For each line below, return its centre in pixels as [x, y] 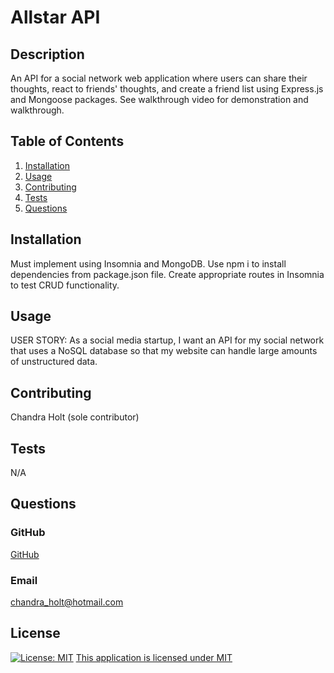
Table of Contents [67, 141]
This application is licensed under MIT [154, 657]
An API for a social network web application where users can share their [159, 78]
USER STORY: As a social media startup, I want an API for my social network [167, 340]
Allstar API [55, 17]
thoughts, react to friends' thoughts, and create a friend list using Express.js [167, 89]
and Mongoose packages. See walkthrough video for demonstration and [159, 99]
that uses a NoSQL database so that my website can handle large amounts [164, 351]
